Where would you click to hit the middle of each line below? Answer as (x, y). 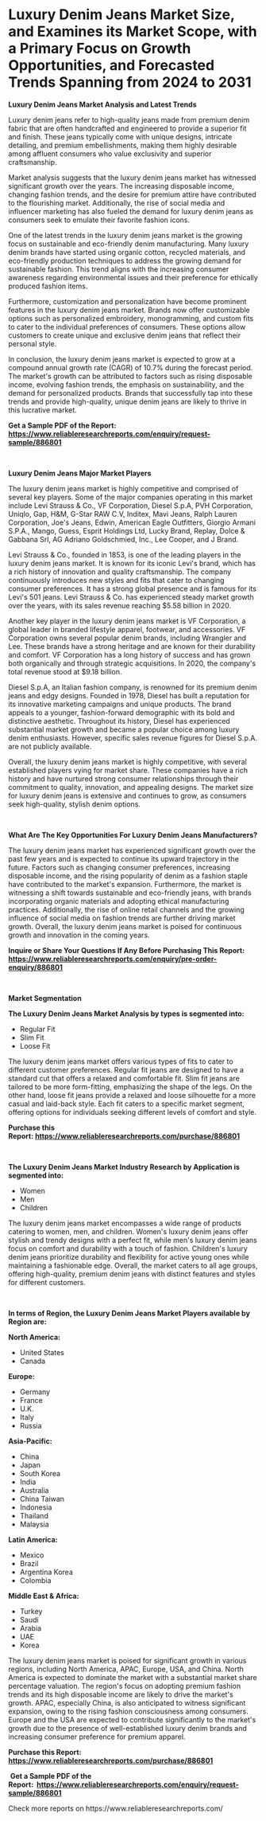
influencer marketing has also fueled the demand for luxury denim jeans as (131, 211)
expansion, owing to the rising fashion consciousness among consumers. (128, 1711)
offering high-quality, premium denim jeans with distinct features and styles (132, 1274)
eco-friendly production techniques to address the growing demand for (125, 260)
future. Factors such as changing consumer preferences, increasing (120, 867)
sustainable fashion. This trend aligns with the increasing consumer (119, 269)
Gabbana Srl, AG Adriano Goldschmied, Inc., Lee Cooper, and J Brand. (123, 539)
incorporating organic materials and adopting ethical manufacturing (119, 901)
